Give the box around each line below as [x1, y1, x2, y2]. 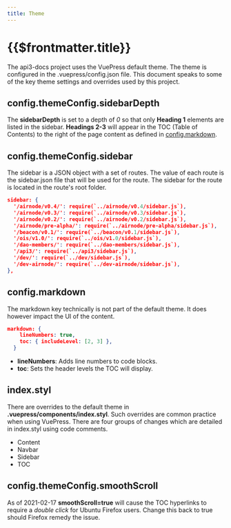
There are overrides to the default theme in [7, 402, 130, 411]
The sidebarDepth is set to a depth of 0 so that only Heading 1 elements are [7, 115, 224, 124]
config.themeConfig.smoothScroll [7, 480, 159, 492]
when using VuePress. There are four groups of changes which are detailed [7, 417, 223, 425]
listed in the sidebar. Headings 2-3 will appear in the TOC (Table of [7, 123, 198, 131]
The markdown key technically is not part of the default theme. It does [7, 304, 207, 313]
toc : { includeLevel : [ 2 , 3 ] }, [19, 338, 112, 345]
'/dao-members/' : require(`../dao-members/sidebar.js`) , [13, 242, 181, 248]
